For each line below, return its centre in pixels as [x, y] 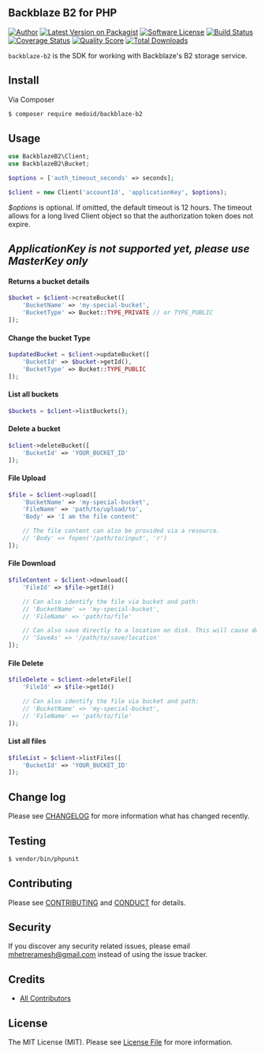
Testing [27, 841]
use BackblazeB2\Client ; [49, 157]
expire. [19, 224]
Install [24, 81]
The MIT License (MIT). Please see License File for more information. [120, 1042]
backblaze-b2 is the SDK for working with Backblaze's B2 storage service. [128, 55]
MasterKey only [48, 261]
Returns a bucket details [49, 281]
